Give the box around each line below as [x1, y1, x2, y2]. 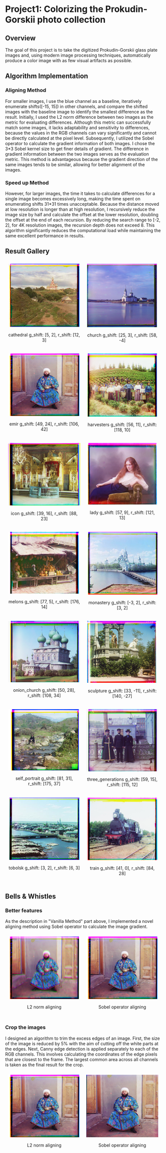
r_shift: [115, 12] [107, 781, 138, 787]
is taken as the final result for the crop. [5, 1062, 84, 1068]
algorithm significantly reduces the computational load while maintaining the [5, 227, 161, 233]
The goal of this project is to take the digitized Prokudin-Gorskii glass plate [5, 47, 158, 53]
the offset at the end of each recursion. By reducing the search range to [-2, [5, 217, 161, 223]
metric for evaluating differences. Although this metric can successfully [5, 119, 151, 125]
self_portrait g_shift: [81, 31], [15, 775, 73, 781]
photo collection [37, 14, 106, 25]
